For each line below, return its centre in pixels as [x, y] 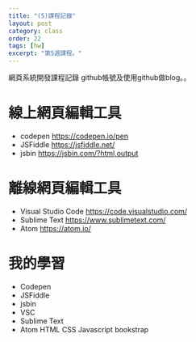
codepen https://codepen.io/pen [74, 136]
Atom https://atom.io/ [55, 228]
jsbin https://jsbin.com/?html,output [79, 153]
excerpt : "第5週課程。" [45, 53]
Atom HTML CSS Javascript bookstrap [84, 329]
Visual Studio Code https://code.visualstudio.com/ [104, 211]
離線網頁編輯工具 [65, 189]
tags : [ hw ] [27, 46]
